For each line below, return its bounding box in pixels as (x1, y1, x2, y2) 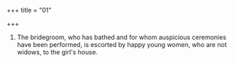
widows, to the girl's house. (16, 48, 98, 56)
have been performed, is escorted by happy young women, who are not (16, 41, 228, 48)
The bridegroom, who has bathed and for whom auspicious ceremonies (16, 33, 227, 41)
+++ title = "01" (6, 6, 52, 14)
